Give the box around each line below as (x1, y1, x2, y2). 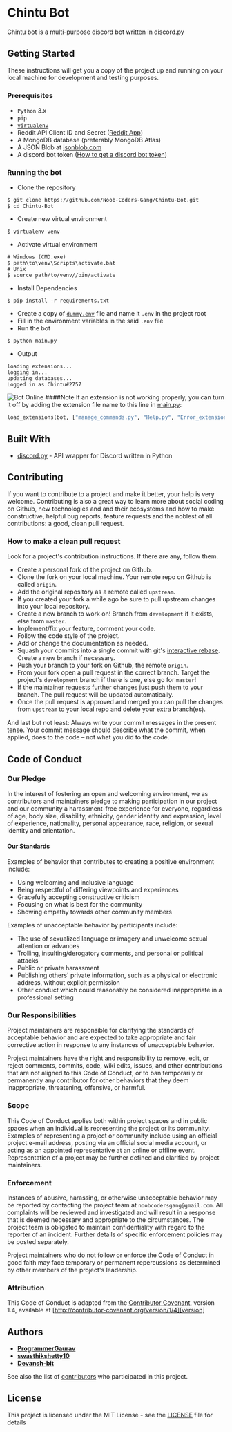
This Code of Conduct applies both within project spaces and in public (7, 1116, 208, 1124)
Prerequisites (7, 91, 53, 100)
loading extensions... (7, 363, 72, 370)
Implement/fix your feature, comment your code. (17, 624, 156, 633)
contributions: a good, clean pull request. (7, 519, 124, 527)
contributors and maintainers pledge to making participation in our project (7, 797, 217, 805)
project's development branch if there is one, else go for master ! (17, 676, 197, 684)
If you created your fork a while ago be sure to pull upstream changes (17, 595, 216, 603)
